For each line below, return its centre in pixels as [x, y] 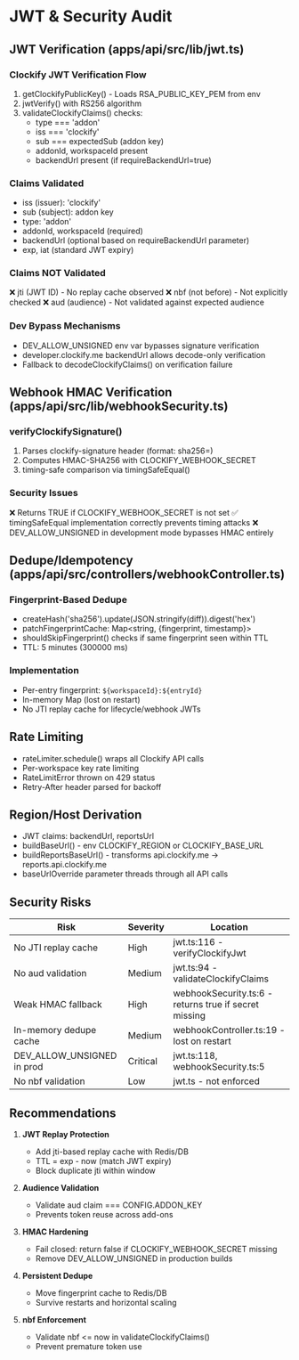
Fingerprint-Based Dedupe [68, 600]
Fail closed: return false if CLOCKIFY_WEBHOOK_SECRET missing [156, 1249]
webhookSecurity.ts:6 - [223, 993]
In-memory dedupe [55, 1030]
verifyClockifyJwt [210, 953]
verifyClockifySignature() [66, 432]
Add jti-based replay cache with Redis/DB [112, 1152]
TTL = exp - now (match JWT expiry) [103, 1160]
